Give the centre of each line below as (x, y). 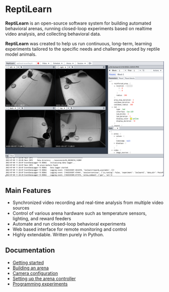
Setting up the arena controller (44, 278)
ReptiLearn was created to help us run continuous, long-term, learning (78, 43)
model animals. (21, 54)
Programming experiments (40, 284)
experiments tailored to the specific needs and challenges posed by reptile (82, 49)
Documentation (30, 251)
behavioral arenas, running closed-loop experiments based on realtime (79, 28)
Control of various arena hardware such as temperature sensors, (79, 213)
